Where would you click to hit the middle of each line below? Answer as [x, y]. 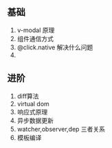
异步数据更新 [35, 120]
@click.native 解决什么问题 [55, 47]
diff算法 [28, 96]
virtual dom [33, 103]
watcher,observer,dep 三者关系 [61, 129]
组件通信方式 [35, 38]
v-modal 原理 [36, 30]
